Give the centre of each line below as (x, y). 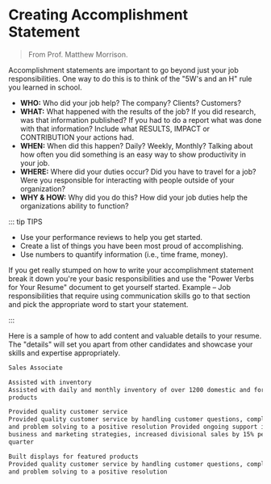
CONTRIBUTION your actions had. (77, 137)
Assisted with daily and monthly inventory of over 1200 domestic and (129, 389)
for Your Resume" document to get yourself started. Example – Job (120, 287)
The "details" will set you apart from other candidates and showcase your (131, 344)
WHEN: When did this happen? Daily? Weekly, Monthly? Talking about (136, 145)
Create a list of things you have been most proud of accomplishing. (131, 246)
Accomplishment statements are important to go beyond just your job (124, 69)
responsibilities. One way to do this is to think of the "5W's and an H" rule (130, 78)
